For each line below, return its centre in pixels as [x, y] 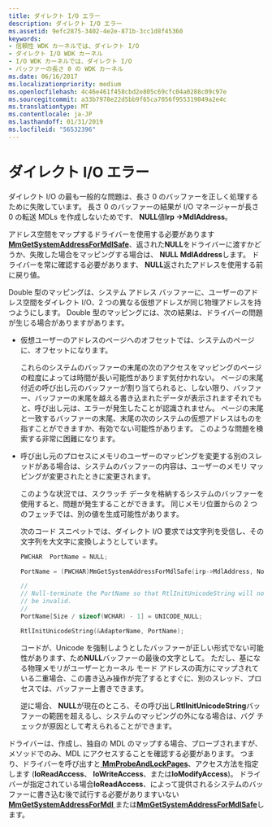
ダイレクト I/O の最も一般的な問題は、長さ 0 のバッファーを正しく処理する [134, 196]
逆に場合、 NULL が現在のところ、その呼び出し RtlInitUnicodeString [133, 706]
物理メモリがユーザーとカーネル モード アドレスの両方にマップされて [143, 667]
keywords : [25, 39]
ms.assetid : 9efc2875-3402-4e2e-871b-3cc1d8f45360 [96, 31]
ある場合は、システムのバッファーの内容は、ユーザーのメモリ [145, 466]
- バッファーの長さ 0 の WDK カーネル [66, 69]
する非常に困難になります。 [73, 438]
